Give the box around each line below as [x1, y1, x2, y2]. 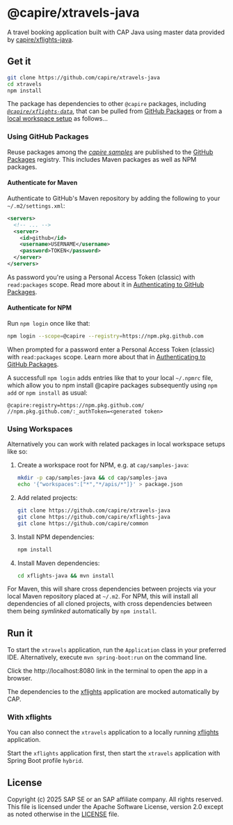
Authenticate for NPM [7, 303, 72, 312]
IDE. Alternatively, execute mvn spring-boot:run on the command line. [7, 653, 207, 662]
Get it [7, 56, 31, 68]
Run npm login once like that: [7, 319, 90, 328]
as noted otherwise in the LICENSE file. [7, 810, 120, 819]
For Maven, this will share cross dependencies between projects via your [7, 584, 217, 593]
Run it [7, 627, 33, 639]
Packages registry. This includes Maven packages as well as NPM [7, 155, 197, 163]
